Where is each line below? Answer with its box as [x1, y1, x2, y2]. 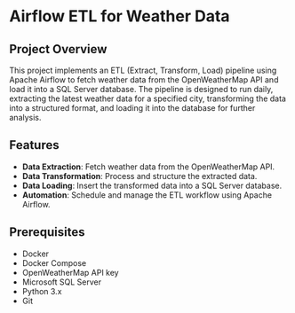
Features [9, 137, 60, 153]
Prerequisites [9, 224, 85, 240]
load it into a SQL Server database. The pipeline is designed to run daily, [9, 84, 274, 94]
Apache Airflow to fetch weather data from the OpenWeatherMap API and [9, 74, 279, 85]
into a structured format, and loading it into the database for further [9, 103, 256, 113]
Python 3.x [21, 286, 62, 296]
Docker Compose [21, 257, 87, 268]
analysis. [9, 113, 42, 122]
